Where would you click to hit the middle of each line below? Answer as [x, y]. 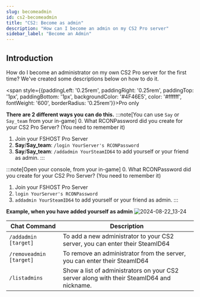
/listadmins [26, 278]
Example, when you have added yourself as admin [70, 211]
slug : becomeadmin [29, 12]
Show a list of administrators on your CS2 [121, 270]
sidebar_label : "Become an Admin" [49, 34]
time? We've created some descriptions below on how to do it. [83, 79]
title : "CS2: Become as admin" [45, 23]
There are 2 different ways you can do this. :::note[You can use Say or [93, 115]
